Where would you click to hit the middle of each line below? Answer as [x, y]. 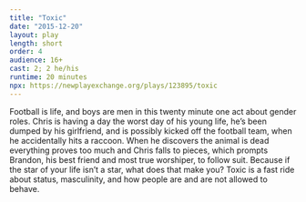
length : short [36, 43]
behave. [25, 188]
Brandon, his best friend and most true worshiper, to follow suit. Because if [150, 159]
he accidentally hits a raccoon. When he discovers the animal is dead [139, 140]
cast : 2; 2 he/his [44, 69]
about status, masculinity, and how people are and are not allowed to [139, 179]
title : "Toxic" [38, 18]
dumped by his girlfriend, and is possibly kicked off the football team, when [151, 131]
